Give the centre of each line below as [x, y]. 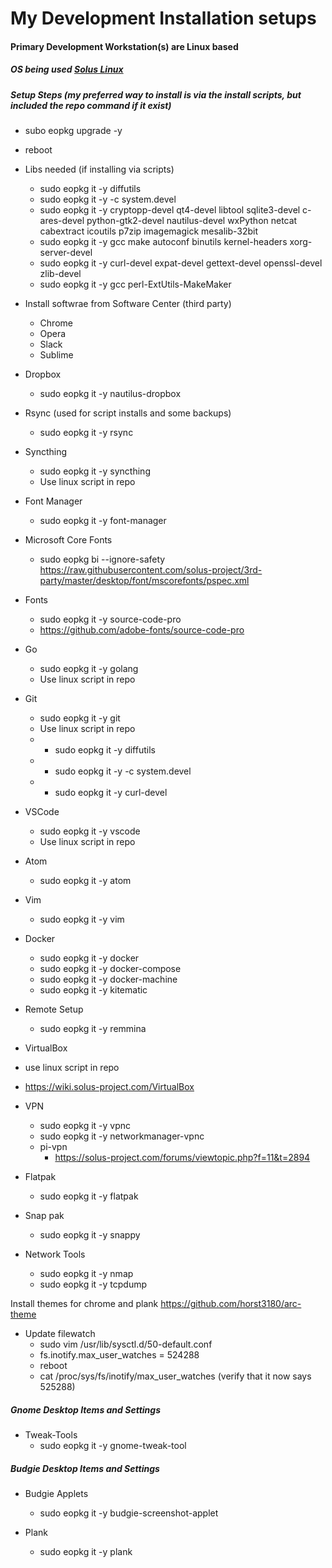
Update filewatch [60, 1334]
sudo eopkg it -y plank [86, 1552]
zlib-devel [60, 274]
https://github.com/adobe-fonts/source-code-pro [142, 630]
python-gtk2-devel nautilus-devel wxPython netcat [192, 221]
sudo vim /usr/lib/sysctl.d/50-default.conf [126, 1344]
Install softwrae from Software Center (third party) [128, 304]
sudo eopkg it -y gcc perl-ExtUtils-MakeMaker [135, 284]
